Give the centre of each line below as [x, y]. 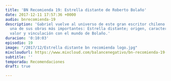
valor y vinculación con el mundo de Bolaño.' [60, 33]
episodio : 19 [19, 43]
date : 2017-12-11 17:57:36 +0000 [41, 15]
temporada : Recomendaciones [35, 62]
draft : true [18, 66]
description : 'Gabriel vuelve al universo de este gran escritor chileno [85, 24]
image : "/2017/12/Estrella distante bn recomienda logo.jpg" [72, 48]
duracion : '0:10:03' [27, 38]
